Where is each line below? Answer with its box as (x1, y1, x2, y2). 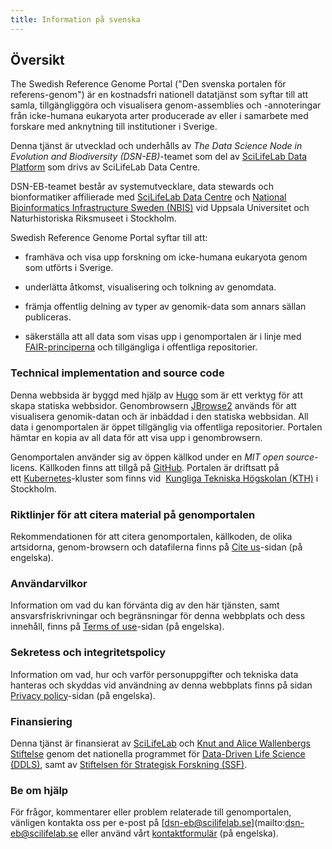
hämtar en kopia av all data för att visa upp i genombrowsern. (10, 431, 263, 443)
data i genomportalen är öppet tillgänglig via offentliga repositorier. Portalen (10, 421, 323, 433)
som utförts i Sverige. (24, 262, 114, 274)
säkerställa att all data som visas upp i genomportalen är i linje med (24, 331, 302, 343)
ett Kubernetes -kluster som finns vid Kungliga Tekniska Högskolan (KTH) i (10, 472, 319, 484)
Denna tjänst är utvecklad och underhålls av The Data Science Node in (10, 140, 303, 152)
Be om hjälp (10, 783, 69, 797)
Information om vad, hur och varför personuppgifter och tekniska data (10, 668, 299, 680)
